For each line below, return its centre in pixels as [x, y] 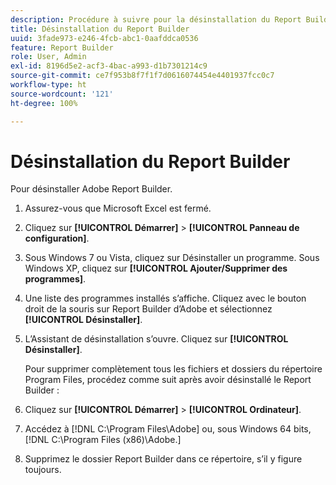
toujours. [43, 470]
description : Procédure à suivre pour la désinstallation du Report [156, 19]
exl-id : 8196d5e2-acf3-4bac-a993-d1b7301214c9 [109, 66]
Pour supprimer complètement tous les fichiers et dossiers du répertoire [173, 369]
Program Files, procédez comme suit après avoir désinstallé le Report [168, 380]
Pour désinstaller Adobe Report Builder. [91, 189]
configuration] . [57, 238]
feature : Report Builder [62, 47]
